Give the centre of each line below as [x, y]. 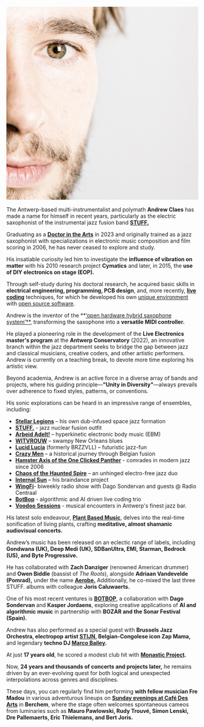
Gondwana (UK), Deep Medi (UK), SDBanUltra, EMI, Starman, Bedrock [96, 548]
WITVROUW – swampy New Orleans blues [69, 440]
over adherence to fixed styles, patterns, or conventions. [77, 391]
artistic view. [22, 366]
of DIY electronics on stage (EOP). [50, 272]
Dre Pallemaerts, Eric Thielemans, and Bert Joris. [70, 717]
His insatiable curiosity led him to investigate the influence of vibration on [100, 259]
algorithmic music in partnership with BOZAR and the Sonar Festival [93, 611]
